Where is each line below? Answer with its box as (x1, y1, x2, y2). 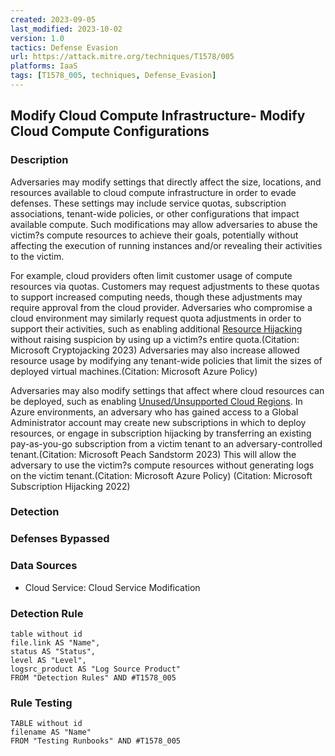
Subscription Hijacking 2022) (10, 480, 131, 492)
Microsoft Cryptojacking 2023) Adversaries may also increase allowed (10, 344, 300, 356)
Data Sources (10, 559, 78, 573)
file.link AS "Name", (10, 638, 101, 648)
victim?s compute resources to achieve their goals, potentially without (10, 229, 299, 241)
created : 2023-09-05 (10, 14, 97, 25)
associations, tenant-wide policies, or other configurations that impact (10, 207, 300, 220)
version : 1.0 (10, 33, 65, 43)
